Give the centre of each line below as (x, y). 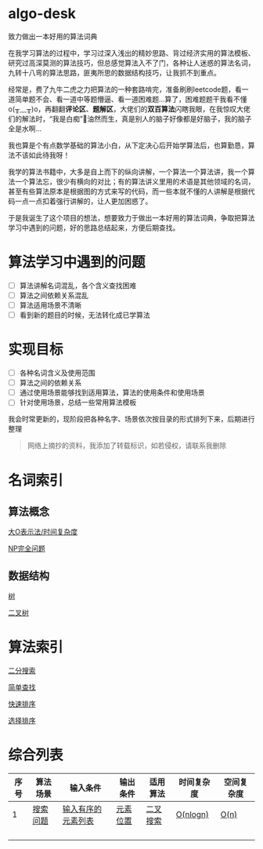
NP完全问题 (27, 548)
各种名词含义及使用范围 (57, 373)
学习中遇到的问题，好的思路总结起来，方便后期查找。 (94, 228)
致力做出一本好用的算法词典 (53, 36)
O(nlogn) (192, 814)
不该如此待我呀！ (42, 155)
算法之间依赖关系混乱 (54, 295)
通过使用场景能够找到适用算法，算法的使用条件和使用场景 (112, 392)
